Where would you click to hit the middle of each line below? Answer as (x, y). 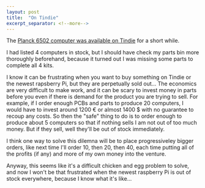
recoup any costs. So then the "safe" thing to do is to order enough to (94, 116)
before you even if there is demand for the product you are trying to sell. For (102, 97)
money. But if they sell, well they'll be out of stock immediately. (86, 129)
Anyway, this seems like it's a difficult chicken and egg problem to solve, (98, 166)
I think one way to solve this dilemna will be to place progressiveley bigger (100, 141)
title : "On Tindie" (33, 18)
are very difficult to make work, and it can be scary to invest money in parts (102, 90)
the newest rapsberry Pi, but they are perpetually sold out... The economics (102, 84)
